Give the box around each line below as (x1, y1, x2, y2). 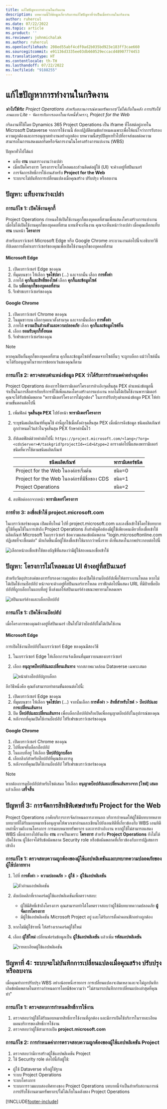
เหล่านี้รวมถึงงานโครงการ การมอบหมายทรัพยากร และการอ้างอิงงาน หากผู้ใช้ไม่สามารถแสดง (5, 826, 153, 832)
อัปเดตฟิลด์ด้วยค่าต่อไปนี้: (12, 435, 54, 442)
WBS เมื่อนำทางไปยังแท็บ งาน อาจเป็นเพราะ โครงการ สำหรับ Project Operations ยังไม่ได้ (5, 831, 161, 837)
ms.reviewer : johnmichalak (5, 35, 62, 40)
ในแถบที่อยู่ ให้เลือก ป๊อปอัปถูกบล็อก (12, 750, 72, 756)
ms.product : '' (5, 30, 37, 35)
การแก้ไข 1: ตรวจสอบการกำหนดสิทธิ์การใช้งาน (5, 1004, 94, 1011)
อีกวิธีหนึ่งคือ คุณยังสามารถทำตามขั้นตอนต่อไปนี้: (5, 683, 84, 689)
